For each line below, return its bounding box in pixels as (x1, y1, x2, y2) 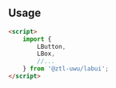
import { (22, 35, 52, 43)
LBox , (37, 50, 56, 58)
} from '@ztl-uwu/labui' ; (22, 65, 110, 73)
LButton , (37, 42, 66, 50)
